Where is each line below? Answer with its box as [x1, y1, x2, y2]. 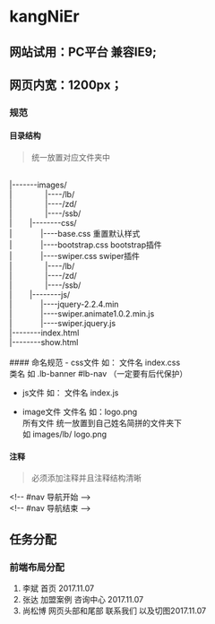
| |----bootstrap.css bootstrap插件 [9, 239, 162, 250]
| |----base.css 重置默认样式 [9, 229, 141, 239]
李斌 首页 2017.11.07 [21, 583, 95, 594]
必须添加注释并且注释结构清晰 [30, 472, 142, 483]
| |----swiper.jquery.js [9, 318, 116, 329]
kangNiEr [9, 6, 80, 27]
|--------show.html [9, 337, 79, 348]
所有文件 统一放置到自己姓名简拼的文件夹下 [21, 418, 182, 429]
